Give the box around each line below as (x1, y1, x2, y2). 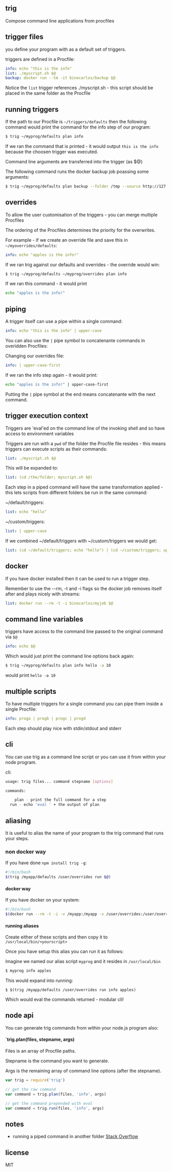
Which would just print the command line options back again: (5, 653, 134, 659)
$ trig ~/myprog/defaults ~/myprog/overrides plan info (5, 271, 127, 276)
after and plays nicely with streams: (5, 591, 80, 597)
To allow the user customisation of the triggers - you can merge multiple (5, 211, 158, 218)
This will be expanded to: (5, 465, 58, 471)
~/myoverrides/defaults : (5, 242, 57, 248)
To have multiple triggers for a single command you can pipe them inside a (5, 700, 163, 707)
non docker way (5, 848, 46, 855)
